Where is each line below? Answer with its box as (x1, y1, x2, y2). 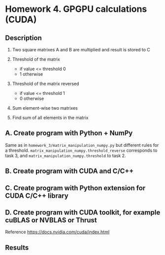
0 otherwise (19, 95, 44, 101)
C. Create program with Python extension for (5, 184, 146, 192)
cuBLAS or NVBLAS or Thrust (5, 216, 97, 224)
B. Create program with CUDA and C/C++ (5, 167, 134, 175)
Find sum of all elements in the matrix (12, 115, 89, 121)
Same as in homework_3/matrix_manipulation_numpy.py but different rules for (5, 142, 159, 148)
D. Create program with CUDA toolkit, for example (5, 208, 161, 216)
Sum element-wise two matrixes (12, 105, 78, 111)
